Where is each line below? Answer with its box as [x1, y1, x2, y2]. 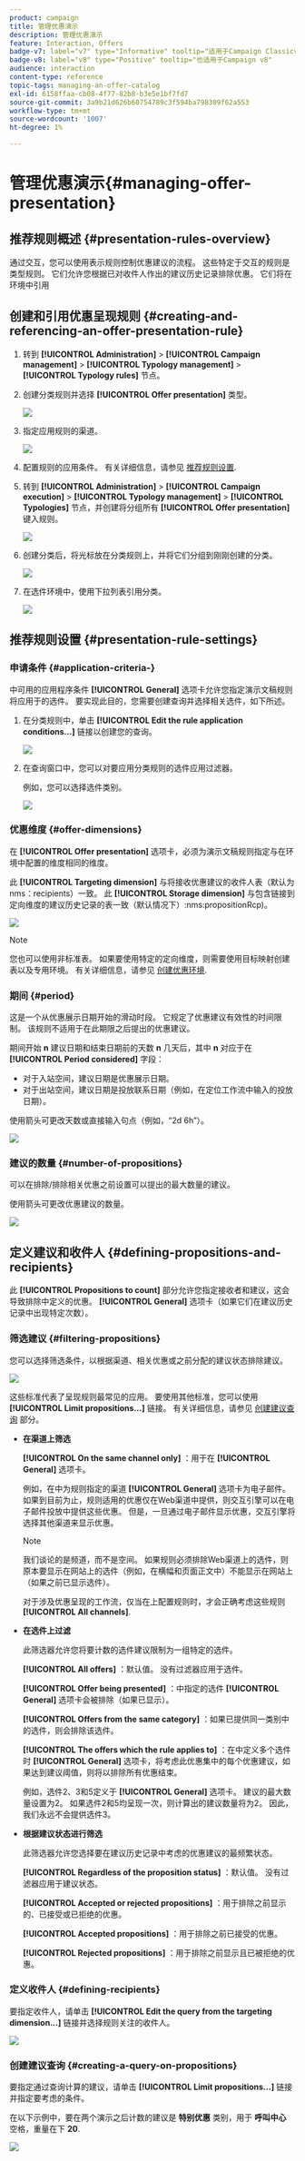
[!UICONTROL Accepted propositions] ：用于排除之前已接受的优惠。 [22, 1928, 283, 1939]
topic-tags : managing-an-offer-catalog [9, 81, 161, 90]
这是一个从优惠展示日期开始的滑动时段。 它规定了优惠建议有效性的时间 [9, 1011, 274, 1022]
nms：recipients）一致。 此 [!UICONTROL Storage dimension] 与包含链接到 [9, 887, 295, 899]
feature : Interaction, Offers [9, 38, 124, 48]
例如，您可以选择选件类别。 [22, 782, 127, 793]
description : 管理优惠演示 [9, 30, 103, 39]
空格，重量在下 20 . [9, 2124, 81, 2135]
